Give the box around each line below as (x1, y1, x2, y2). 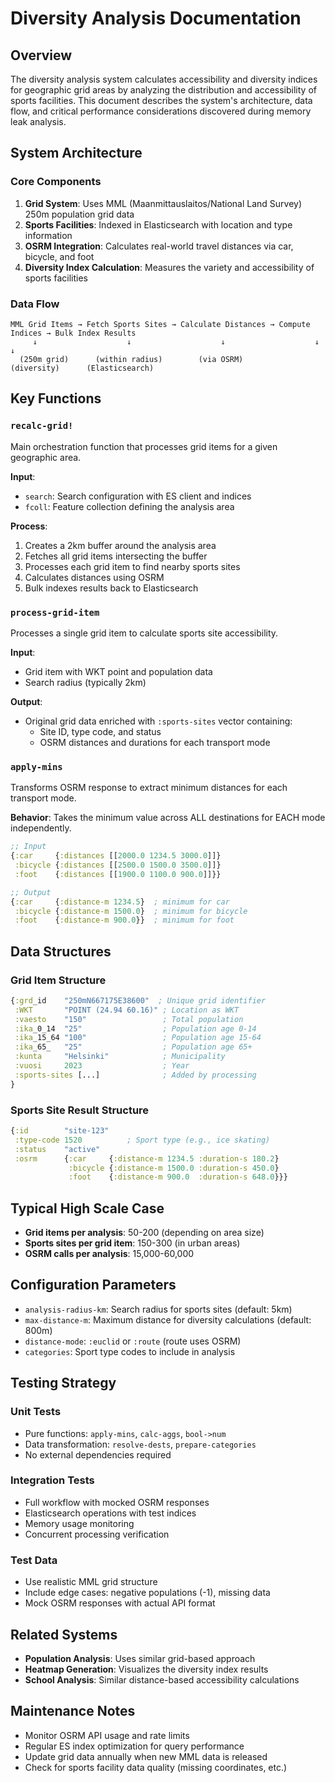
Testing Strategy (10, 1375, 117, 1392)
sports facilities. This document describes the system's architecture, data (10, 95, 313, 106)
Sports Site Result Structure (10, 1103, 150, 1117)
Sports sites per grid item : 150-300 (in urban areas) (24, 1237, 241, 1249)
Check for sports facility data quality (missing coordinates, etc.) (24, 1761, 288, 1773)
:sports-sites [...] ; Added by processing (14, 1070, 257, 1080)
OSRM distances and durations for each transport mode (39, 736, 271, 748)
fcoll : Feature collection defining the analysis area (24, 500, 235, 512)
